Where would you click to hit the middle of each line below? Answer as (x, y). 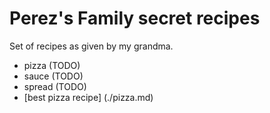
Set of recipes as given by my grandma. (91, 46)
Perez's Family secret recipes (135, 18)
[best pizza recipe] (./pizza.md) (88, 97)
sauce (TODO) (53, 76)
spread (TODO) (55, 86)
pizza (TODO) (52, 65)
